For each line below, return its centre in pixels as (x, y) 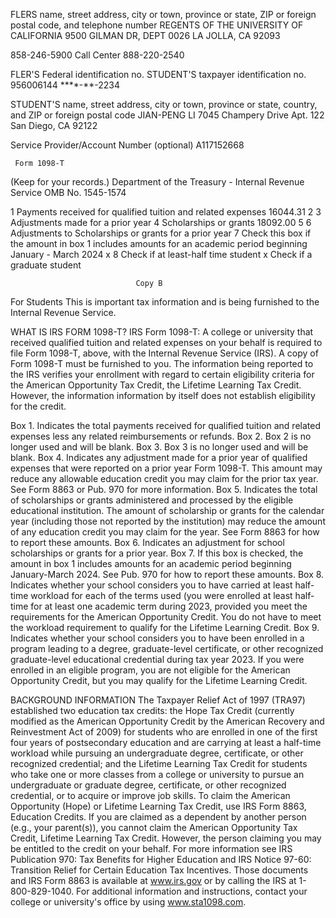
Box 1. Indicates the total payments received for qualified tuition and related (165, 425)
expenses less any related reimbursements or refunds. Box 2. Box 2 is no (161, 436)
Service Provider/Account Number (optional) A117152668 (127, 145)
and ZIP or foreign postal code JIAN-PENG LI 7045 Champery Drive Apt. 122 (167, 115)
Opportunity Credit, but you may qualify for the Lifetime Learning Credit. (159, 680)
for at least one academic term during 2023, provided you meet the (169, 606)
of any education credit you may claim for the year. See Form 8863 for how (165, 532)
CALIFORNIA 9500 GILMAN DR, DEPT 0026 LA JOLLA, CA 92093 (145, 35)
